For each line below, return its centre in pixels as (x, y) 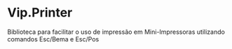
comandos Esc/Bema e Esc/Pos (53, 39)
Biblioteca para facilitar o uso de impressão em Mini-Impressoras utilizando (116, 32)
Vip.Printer (40, 13)
